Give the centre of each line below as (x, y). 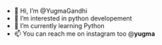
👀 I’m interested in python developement (73, 18)
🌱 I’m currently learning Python (59, 26)
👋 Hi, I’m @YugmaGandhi (51, 11)
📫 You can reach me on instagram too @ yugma (85, 34)
